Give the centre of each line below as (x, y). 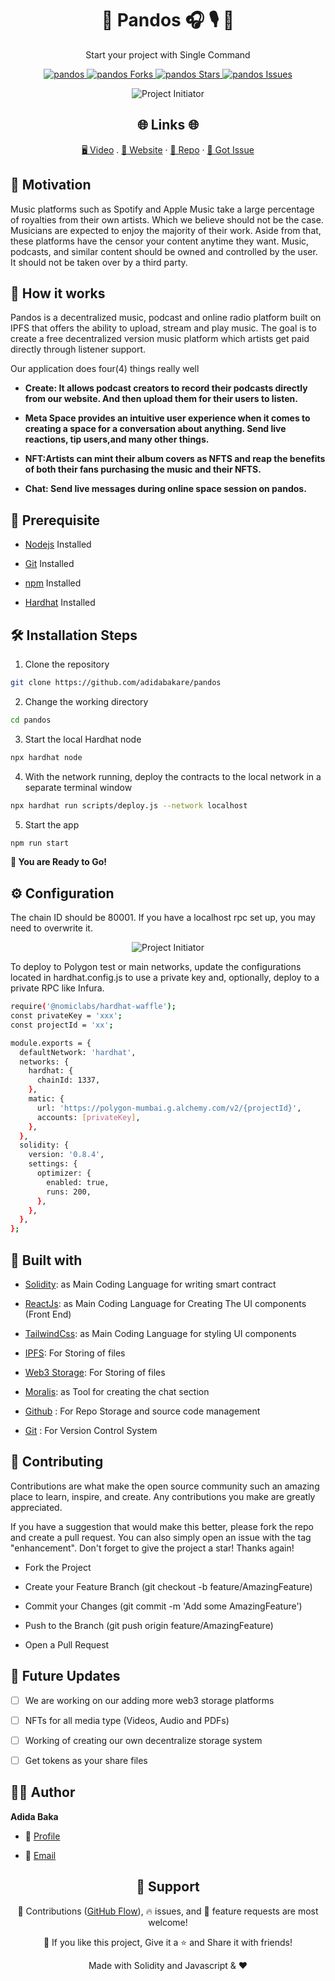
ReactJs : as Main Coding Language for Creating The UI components (165, 1303)
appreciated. (36, 1507)
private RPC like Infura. (57, 988)
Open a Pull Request (67, 1644)
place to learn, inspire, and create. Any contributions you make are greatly (163, 1496)
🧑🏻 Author (43, 1792)
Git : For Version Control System (91, 1430)
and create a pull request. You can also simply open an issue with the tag (161, 1537)
